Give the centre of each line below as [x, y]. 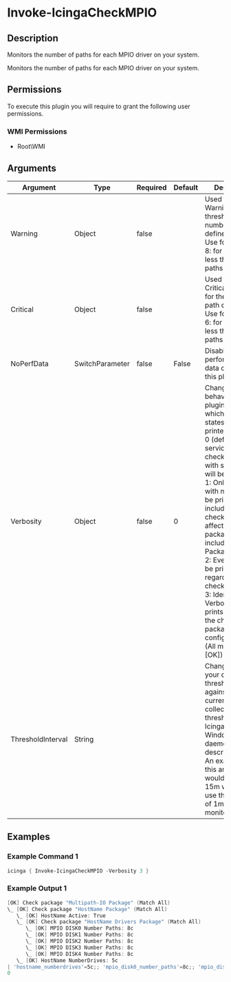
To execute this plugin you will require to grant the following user [99, 106]
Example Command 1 [43, 857]
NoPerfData [30, 363]
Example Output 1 [37, 888]
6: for [213, 322]
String [84, 739]
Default [186, 187]
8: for [213, 251]
